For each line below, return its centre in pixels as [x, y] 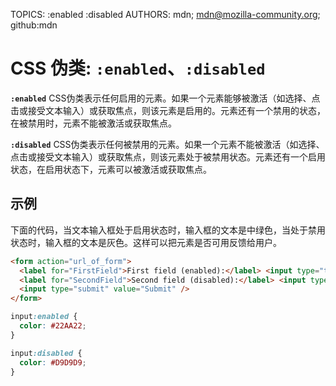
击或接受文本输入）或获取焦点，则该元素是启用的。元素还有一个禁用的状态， [168, 110]
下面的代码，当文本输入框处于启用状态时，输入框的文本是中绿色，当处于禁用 [168, 230]
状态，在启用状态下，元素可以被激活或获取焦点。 [111, 169]
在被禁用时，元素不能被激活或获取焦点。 [93, 123]
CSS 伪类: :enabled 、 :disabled [138, 68]
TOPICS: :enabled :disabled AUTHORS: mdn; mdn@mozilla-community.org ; [165, 14]
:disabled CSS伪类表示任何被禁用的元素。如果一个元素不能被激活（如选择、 [167, 144]
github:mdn [34, 25]
